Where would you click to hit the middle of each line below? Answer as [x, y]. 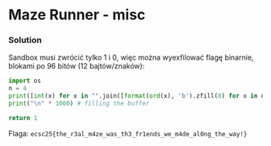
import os [25, 81]
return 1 [23, 118]
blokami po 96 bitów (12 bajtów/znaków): [77, 66]
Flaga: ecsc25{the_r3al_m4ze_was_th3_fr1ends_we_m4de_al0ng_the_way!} [128, 133]
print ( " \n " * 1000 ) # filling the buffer [79, 104]
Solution [25, 40]
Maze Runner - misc [77, 15]
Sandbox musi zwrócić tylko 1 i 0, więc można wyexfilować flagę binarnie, [131, 57]
